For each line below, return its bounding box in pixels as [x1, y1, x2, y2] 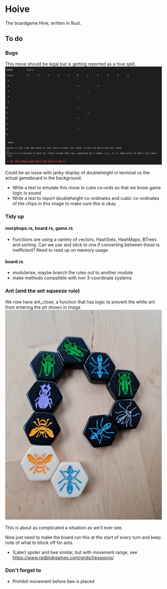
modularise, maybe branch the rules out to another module [12, 270, 133, 276]
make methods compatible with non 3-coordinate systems [12, 275, 132, 281]
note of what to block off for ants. [5, 540, 74, 546]
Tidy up [5, 213, 24, 220]
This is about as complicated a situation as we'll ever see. [5, 525, 123, 531]
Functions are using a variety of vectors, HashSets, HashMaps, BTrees [12, 236, 157, 243]
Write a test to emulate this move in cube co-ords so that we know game [12, 184, 162, 190]
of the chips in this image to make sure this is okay [12, 200, 116, 206]
